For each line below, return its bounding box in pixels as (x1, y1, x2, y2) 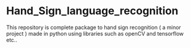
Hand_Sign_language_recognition (6, 4, 179, 18)
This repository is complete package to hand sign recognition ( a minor (6, 24, 182, 31)
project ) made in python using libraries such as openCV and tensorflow (6, 30, 184, 37)
